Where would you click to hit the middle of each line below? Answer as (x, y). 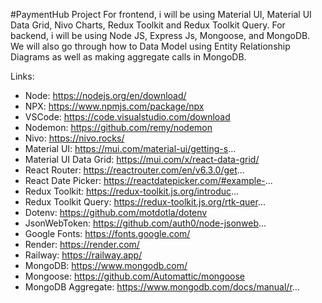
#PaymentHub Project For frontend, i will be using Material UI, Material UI (161, 14)
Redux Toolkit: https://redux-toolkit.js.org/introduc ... (132, 191)
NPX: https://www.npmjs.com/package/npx (114, 106)
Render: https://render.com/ (82, 244)
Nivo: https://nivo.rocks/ (74, 138)
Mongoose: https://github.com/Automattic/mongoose (134, 276)
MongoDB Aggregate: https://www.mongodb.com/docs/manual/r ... (162, 287)
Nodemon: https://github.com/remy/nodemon (118, 127)
